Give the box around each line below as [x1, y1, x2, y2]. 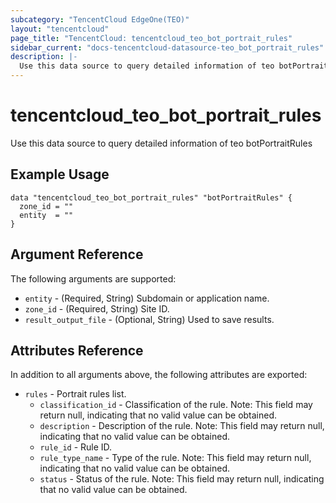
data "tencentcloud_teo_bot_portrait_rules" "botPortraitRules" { [10, 192, 293, 203]
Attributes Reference [10, 342, 144, 359]
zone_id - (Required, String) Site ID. [24, 302, 170, 315]
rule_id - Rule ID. [39, 441, 113, 453]
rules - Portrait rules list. [24, 388, 127, 400]
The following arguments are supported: [10, 272, 177, 285]
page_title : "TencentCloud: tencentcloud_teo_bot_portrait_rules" [10, 33, 293, 43]
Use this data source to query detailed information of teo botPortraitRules [10, 137, 313, 149]
